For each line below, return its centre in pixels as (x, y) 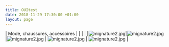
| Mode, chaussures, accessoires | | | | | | (66, 34)
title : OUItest (21, 10)
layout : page (19, 19)
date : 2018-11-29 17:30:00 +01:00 (42, 15)
